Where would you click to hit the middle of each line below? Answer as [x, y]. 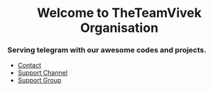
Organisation [119, 28]
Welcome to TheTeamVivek [119, 13]
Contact [29, 66]
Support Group [39, 80]
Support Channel [43, 73]
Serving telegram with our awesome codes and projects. [107, 50]
